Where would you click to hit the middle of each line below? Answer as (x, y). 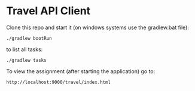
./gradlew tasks (26, 60)
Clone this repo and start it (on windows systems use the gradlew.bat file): (98, 27)
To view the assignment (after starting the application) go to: (81, 71)
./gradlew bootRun (29, 38)
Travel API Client (48, 11)
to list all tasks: (25, 49)
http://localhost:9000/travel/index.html (59, 82)
